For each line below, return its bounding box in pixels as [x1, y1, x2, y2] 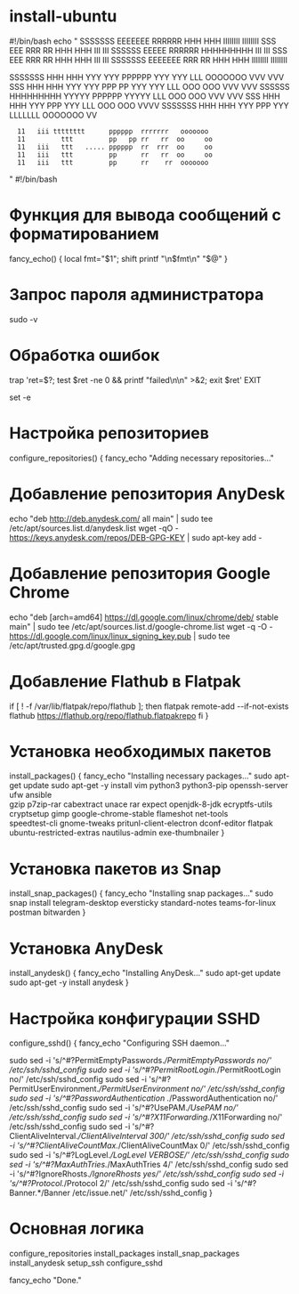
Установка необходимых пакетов [9, 741, 271, 761]
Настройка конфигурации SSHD [9, 1008, 261, 1029]
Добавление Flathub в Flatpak [9, 671, 242, 691]
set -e [9, 392, 31, 403]
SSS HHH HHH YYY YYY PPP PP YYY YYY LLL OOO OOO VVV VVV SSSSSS [9, 81, 290, 92]
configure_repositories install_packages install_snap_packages [9, 1249, 240, 1259]
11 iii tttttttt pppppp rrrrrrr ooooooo [17, 126, 209, 135]
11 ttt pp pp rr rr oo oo [17, 134, 214, 143]
